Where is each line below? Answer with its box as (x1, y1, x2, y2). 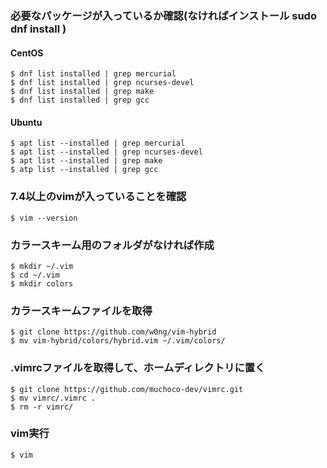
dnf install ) (10, 22, 67, 36)
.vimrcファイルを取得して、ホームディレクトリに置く (10, 361, 266, 375)
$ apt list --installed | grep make (10, 156, 163, 166)
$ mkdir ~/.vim (10, 261, 74, 271)
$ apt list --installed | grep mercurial (10, 138, 186, 149)
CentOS (10, 47, 44, 59)
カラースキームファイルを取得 (10, 303, 153, 317)
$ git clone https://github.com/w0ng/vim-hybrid (10, 327, 217, 337)
